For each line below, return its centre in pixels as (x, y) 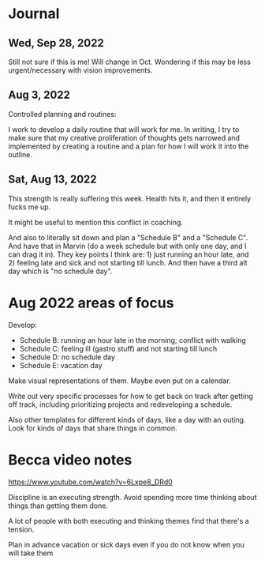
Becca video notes (70, 460)
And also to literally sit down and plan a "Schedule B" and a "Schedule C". (128, 237)
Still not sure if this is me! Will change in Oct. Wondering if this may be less (129, 62)
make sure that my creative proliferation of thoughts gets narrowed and (124, 137)
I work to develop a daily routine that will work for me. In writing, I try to (124, 129)
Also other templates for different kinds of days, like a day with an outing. (127, 419)
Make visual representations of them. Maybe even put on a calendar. (119, 381)
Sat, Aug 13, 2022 (52, 180)
